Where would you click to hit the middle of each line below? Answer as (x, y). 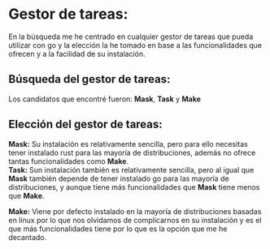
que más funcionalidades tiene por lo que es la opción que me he (118, 229)
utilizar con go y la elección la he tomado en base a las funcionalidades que (135, 45)
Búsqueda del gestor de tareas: (89, 79)
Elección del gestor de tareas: (85, 124)
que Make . (26, 195)
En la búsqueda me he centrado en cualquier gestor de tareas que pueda (131, 36)
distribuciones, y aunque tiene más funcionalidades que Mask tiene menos (134, 187)
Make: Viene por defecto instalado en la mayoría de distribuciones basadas (135, 211)
